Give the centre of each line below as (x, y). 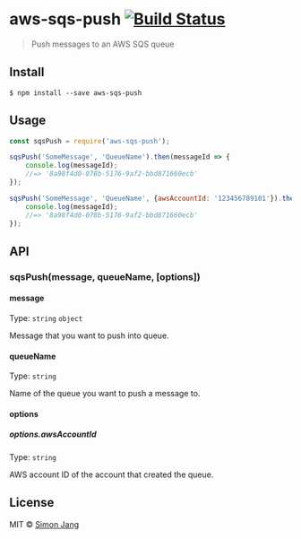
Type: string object (46, 317)
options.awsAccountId (53, 434)
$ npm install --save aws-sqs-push (76, 93)
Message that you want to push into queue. (89, 335)
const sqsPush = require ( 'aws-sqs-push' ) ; (90, 141)
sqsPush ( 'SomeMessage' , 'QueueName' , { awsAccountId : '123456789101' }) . (146, 198)
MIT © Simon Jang (44, 524)
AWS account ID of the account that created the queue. (112, 474)
